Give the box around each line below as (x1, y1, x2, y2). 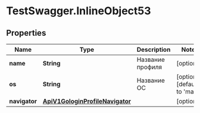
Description (136, 46, 171, 54)
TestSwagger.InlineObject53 (6, 4, 151, 18)
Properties (6, 28, 46, 38)
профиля (136, 63, 162, 71)
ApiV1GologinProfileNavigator (42, 97, 131, 105)
